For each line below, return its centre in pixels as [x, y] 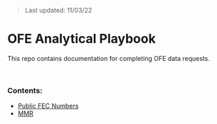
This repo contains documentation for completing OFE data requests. [108, 58]
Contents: [25, 90]
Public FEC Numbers [48, 106]
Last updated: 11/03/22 [58, 10]
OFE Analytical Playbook [82, 39]
